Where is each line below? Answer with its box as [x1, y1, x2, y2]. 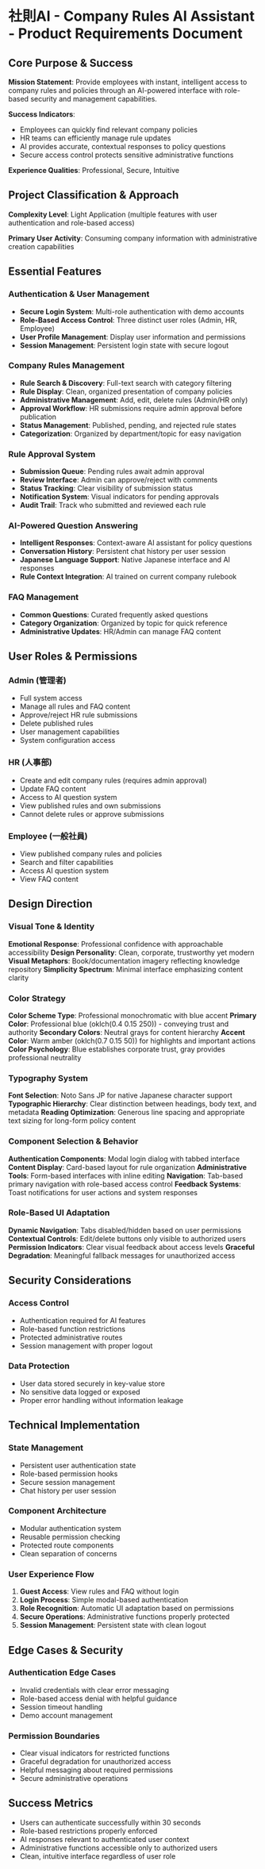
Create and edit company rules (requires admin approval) [19, 775, 208, 785]
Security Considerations [8, 1274, 132, 1287]
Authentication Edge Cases [8, 1667, 117, 1679]
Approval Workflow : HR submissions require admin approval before [19, 403, 243, 413]
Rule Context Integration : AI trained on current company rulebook [19, 572, 237, 582]
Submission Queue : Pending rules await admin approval [19, 467, 205, 476]
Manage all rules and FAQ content [19, 702, 131, 711]
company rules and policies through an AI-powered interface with [8, 86, 224, 95]
